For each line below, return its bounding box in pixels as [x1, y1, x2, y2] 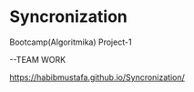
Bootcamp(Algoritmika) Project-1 [9, 36, 132, 47]
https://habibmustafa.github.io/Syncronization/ [9, 71, 185, 83]
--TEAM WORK [9, 54, 66, 65]
